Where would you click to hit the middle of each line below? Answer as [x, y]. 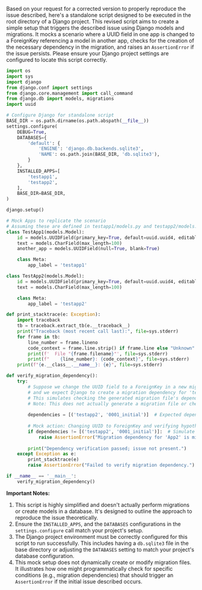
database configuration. [44, 556]
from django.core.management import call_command [70, 93]
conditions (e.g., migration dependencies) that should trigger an [94, 575]
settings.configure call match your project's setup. [79, 530]
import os [19, 71]
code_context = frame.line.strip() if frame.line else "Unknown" [112, 348]
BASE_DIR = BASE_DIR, [41, 194]
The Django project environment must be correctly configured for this [101, 536]
